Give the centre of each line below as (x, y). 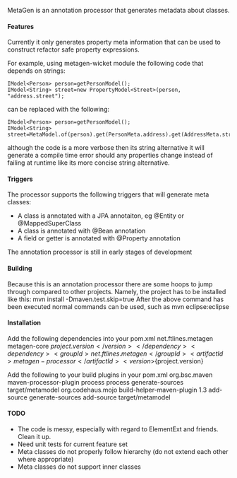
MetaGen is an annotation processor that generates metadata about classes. (119, 10)
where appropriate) (45, 460)
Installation (24, 323)
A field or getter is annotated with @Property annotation (99, 238)
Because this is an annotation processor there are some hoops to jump (110, 284)
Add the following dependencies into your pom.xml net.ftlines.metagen (110, 338)
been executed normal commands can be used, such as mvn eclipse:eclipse (119, 306)
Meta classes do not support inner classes (79, 467)
